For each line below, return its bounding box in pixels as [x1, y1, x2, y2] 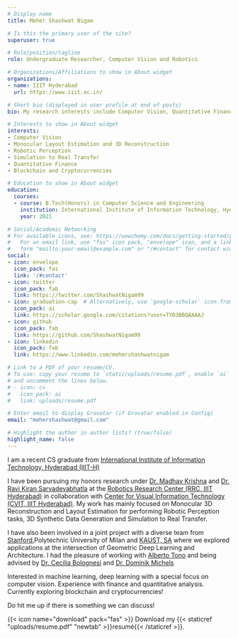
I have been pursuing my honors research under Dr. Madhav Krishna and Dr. [7, 477, 230, 485]
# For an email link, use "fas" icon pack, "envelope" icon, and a [7, 239, 217, 246]
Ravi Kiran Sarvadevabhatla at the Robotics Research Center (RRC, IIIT [7, 484, 213, 492]
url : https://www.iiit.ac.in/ [13, 88, 103, 96]
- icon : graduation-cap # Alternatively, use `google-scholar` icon [7, 298, 217, 306]
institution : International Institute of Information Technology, [20, 206, 220, 213]
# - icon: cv [7, 384, 46, 391]
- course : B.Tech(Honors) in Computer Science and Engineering [13, 200, 204, 207]
